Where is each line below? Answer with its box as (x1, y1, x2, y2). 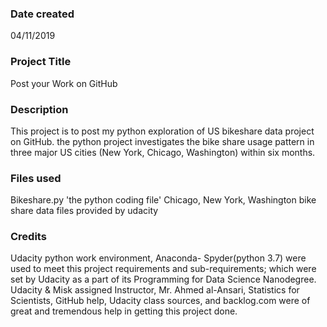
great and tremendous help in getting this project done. (10, 305, 238, 317)
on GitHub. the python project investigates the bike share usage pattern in (10, 135, 315, 147)
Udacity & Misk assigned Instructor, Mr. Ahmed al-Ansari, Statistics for (10, 284, 300, 296)
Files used (10, 171, 62, 185)
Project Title (10, 55, 72, 69)
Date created (10, 7, 75, 21)
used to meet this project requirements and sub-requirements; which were (10, 263, 317, 275)
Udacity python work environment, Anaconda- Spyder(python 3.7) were (10, 252, 307, 264)
